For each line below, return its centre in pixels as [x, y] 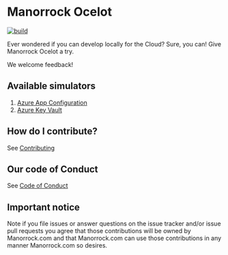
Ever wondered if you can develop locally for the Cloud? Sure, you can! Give [114, 44]
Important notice [44, 207]
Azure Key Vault [40, 109]
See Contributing [31, 148]
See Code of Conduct [38, 186]
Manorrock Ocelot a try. [41, 51]
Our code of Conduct [53, 169]
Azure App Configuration [52, 103]
